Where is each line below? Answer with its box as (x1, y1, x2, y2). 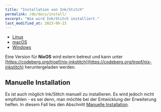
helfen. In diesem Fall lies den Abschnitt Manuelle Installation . (5, 102, 129, 108)
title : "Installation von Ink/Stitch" (5, 7, 84, 12)
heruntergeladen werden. (24, 64, 76, 70)
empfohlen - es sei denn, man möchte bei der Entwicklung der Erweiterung (5, 96, 157, 102)
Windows (12, 44, 31, 50)
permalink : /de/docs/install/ (5, 12, 67, 17)
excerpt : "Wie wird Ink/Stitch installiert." (5, 16, 99, 21)
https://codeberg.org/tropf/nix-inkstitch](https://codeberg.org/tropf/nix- (6, 59, 152, 65)
